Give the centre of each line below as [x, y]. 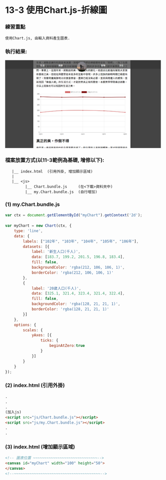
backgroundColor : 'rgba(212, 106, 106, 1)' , [78, 268]
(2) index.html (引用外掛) [35, 385]
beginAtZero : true [67, 346]
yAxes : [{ [41, 335]
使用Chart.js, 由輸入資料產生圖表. [38, 38]
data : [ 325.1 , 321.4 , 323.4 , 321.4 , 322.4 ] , [78, 293]
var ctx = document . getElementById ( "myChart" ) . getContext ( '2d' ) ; [74, 215]
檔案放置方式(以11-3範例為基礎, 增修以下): [55, 160]
